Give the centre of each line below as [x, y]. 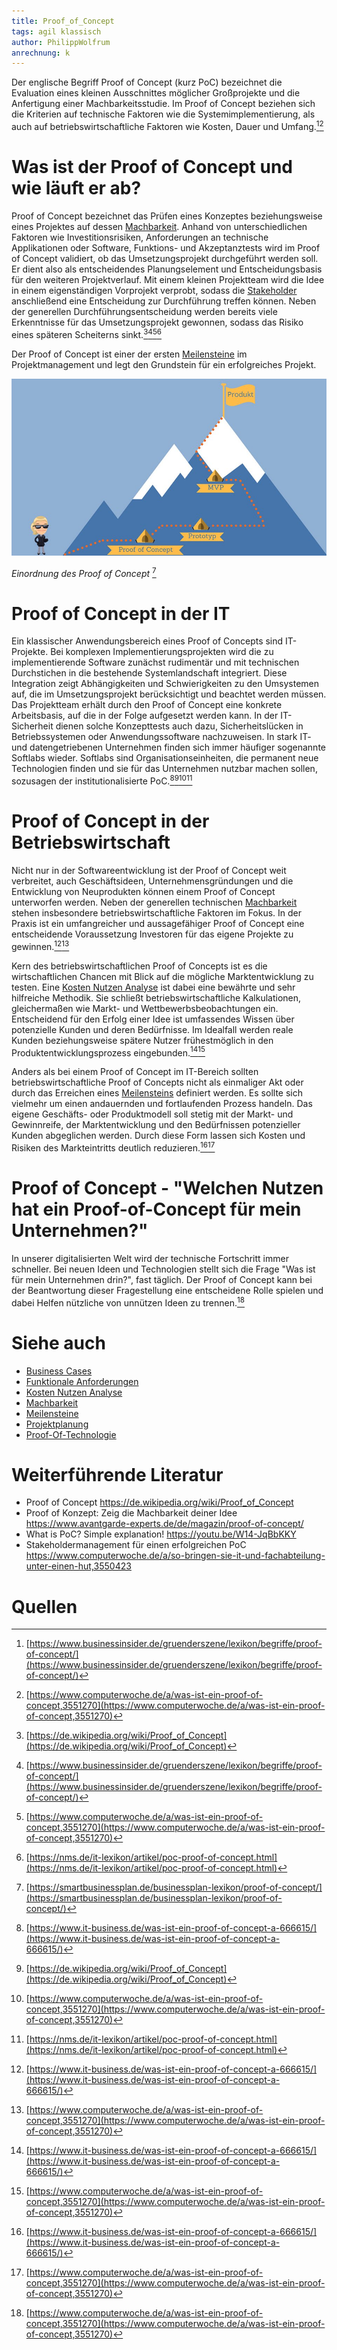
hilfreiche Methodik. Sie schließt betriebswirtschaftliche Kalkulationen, [156, 997]
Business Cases [59, 1371]
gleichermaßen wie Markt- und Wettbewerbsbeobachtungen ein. [145, 1008]
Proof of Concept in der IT [121, 613]
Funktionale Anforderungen [82, 1381]
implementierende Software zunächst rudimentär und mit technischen [155, 662]
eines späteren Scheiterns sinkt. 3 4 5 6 [87, 333]
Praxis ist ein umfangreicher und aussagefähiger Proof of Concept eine [158, 924]
